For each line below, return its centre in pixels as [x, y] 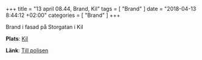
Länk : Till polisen [27, 50]
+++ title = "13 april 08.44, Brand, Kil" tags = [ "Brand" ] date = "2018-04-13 [101, 9]
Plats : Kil [17, 38]
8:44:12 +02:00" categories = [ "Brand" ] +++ [63, 15]
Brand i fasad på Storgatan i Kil [44, 27]
